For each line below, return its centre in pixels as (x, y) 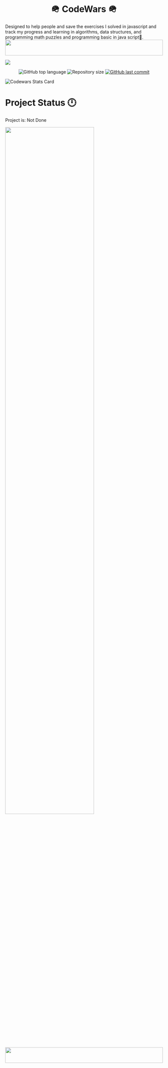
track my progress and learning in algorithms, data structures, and (73, 32)
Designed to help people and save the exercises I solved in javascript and (81, 26)
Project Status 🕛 (41, 103)
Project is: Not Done (26, 120)
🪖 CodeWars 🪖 (84, 9)
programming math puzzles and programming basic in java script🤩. (74, 37)
